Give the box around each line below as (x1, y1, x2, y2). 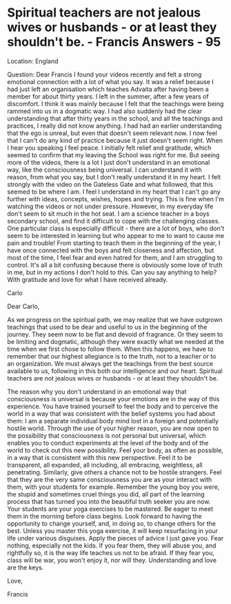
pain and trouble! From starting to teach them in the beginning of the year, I (7, 239, 221, 247)
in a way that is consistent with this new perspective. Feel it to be (7, 453, 192, 461)
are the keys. (7, 563, 44, 572)
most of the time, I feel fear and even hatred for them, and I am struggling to (7, 253, 223, 261)
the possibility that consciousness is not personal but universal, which (7, 431, 206, 439)
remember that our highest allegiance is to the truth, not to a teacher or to (7, 352, 217, 360)
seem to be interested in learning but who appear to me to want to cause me (7, 231, 225, 239)
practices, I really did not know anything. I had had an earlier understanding (7, 121, 222, 130)
